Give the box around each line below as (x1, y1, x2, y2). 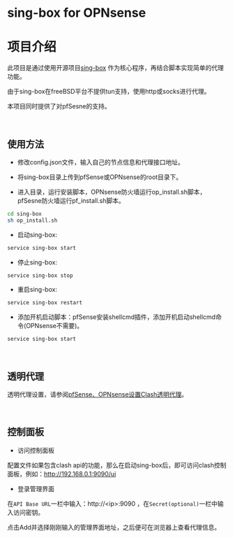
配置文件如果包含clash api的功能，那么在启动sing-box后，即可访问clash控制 (7, 460, 227, 469)
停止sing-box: (17, 257, 58, 267)
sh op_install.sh (7, 217, 58, 224)
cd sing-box (7, 210, 42, 218)
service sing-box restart (7, 299, 82, 306)
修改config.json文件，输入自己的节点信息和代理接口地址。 (17, 157, 185, 166)
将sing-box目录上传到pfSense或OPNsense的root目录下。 (17, 173, 183, 181)
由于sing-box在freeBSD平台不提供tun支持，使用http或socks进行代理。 (7, 87, 211, 96)
